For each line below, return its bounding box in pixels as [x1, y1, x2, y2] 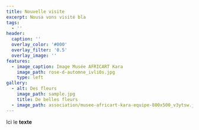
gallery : [6, 80, 28, 86]
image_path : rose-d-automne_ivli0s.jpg [17, 69, 115, 75]
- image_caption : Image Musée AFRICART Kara [11, 63, 123, 70]
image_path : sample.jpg [17, 91, 76, 97]
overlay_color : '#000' [11, 42, 68, 48]
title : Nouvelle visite [6, 8, 65, 15]
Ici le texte [6, 118, 33, 125]
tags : [6, 19, 20, 25]
